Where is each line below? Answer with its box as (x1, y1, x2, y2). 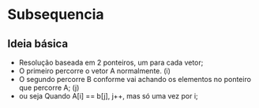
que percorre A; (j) (18, 83, 80, 92)
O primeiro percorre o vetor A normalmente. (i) (18, 66, 171, 76)
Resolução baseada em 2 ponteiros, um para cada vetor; (18, 58, 204, 67)
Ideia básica (7, 37, 69, 50)
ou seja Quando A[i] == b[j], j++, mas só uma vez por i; (18, 91, 198, 100)
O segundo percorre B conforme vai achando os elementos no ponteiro (18, 75, 252, 84)
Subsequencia (7, 6, 104, 24)
